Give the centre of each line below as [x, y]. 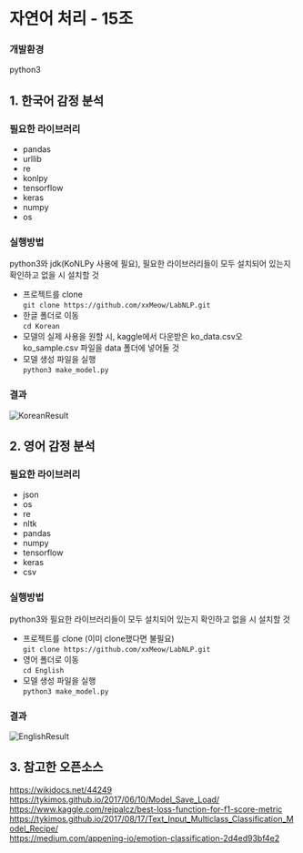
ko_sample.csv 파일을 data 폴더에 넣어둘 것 [101, 348]
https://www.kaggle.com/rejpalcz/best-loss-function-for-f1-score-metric [146, 809]
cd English [43, 670]
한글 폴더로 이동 [50, 316]
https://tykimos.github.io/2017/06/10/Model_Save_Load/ [115, 799]
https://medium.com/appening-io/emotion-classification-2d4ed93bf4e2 [145, 838]
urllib [32, 159]
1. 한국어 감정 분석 [57, 101]
